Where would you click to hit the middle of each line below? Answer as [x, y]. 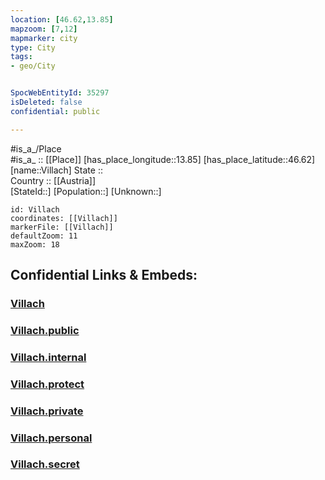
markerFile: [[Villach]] [62, 227]
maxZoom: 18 [35, 244]
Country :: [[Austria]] [53, 180]
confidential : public [55, 111]
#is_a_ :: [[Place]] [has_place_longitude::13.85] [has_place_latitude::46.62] [163, 159]
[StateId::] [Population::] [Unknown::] [86, 191]
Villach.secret [45, 464]
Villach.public [45, 330]
